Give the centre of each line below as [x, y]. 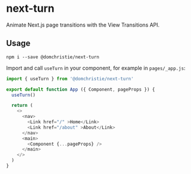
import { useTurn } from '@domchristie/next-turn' [70, 78]
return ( [22, 106]
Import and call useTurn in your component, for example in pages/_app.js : [96, 68]
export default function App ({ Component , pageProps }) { [81, 89]
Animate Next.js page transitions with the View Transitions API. [83, 25]
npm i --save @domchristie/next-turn [53, 57]
